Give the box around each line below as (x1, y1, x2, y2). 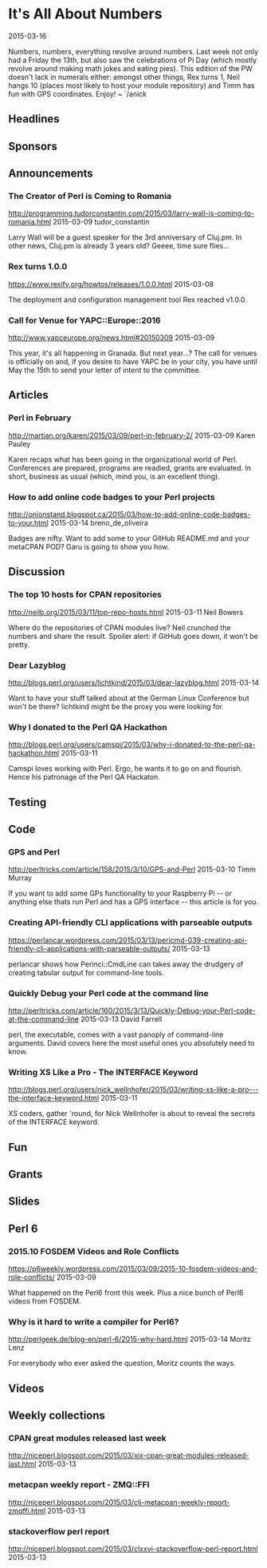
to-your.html (8, 518, 49, 527)
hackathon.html (8, 748, 60, 758)
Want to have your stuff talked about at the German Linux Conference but (8, 693, 249, 703)
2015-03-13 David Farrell (80, 1014, 163, 1023)
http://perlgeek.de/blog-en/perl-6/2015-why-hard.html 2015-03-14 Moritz (8, 1335, 251, 1344)
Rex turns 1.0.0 (8, 261, 68, 272)
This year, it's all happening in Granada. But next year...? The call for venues (8, 348, 257, 358)
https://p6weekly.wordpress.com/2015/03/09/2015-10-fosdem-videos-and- (8, 1264, 257, 1274)
